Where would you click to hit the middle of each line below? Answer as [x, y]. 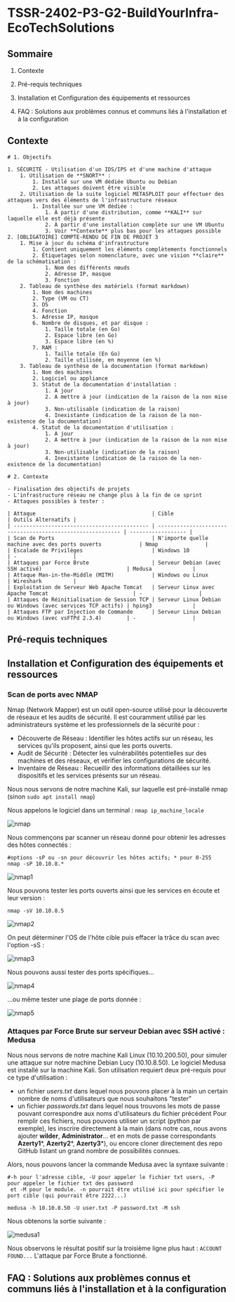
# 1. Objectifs [29, 157]
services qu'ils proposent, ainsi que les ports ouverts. [95, 745]
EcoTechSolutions [61, 28]
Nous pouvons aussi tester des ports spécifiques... [81, 972]
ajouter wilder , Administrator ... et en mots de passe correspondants [116, 1136]
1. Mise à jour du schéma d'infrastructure [85, 243]
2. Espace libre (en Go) [81, 335]
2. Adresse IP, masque [78, 274]
